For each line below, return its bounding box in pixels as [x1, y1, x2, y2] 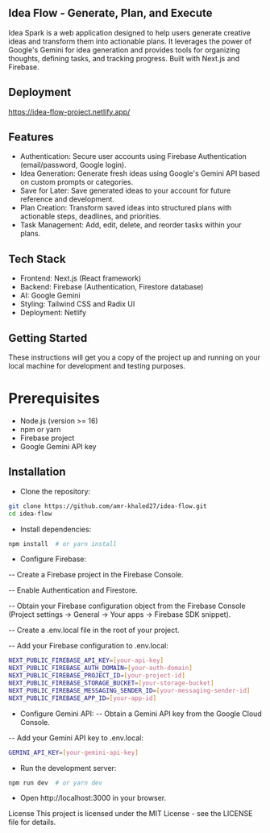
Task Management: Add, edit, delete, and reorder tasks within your [19, 220, 242, 230]
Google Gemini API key [19, 442, 97, 451]
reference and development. [19, 194, 115, 204]
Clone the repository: [19, 486, 91, 496]
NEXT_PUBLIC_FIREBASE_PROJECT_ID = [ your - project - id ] [8, 672, 185, 680]
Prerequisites [8, 389, 101, 408]
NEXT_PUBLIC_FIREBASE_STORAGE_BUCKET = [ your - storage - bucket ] [8, 679, 215, 688]
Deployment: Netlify [19, 308, 87, 318]
